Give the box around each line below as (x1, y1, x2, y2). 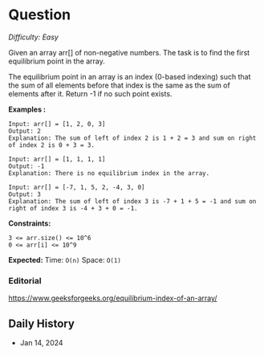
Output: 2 (8, 127, 42, 135)
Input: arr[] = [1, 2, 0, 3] (8, 120, 106, 128)
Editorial (8, 275, 42, 286)
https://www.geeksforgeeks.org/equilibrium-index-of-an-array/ (8, 293, 218, 303)
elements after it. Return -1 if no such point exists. (8, 88, 173, 98)
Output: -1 (8, 162, 45, 170)
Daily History (8, 316, 75, 330)
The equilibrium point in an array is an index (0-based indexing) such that (8, 71, 251, 81)
